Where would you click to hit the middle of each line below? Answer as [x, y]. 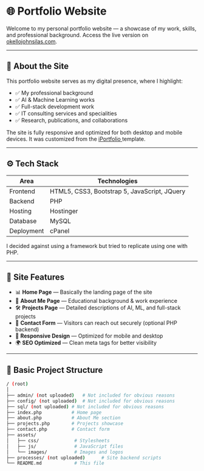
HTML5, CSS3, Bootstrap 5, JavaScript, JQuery [117, 191]
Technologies [117, 181]
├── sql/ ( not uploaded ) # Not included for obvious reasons [85, 406]
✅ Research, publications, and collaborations [71, 120]
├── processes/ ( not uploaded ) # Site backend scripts [84, 458]
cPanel [59, 231]
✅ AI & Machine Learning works [55, 99]
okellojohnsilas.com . [32, 41]
